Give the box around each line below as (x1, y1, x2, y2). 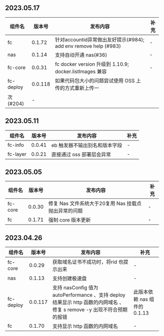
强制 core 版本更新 (48, 216, 91, 223)
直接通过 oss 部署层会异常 (51, 151, 111, 158)
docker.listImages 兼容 (55, 68, 107, 75)
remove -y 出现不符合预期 (67, 306, 128, 313)
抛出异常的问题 (48, 208, 83, 215)
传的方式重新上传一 (55, 84, 99, 91)
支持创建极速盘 (52, 275, 87, 282)
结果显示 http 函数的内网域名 (52, 299, 118, 306)
